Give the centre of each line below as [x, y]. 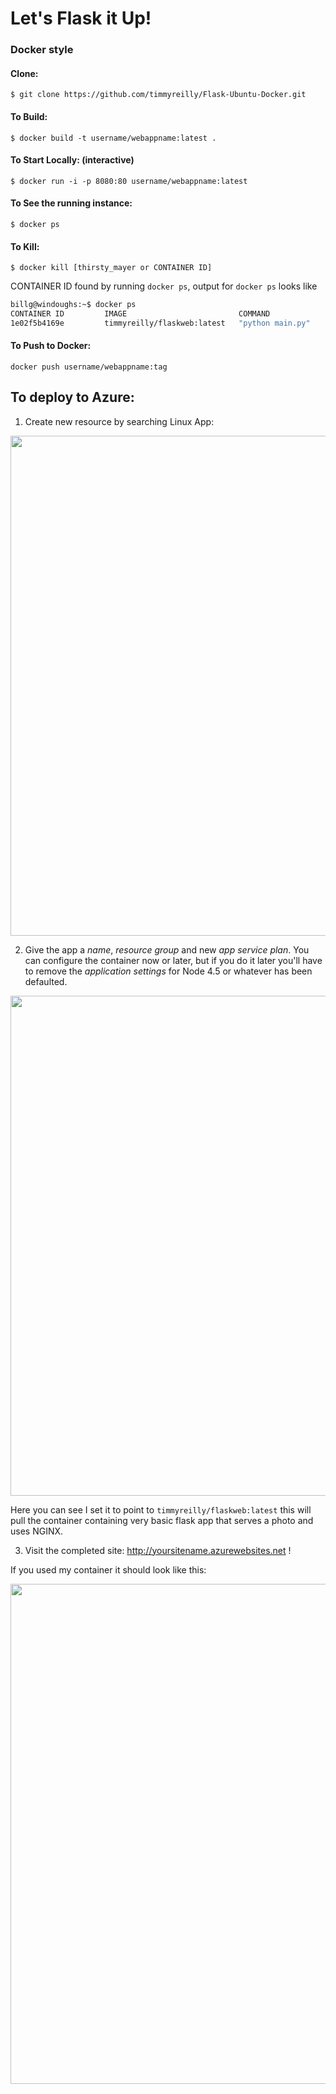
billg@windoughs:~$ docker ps [73, 305]
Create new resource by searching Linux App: [119, 421]
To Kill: [25, 246]
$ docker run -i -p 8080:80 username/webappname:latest [129, 181]
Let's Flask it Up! [81, 18]
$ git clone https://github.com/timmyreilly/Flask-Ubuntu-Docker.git [158, 95]
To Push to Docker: [51, 346]
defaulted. [46, 981]
